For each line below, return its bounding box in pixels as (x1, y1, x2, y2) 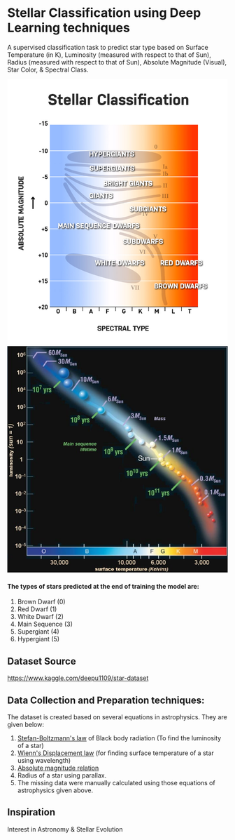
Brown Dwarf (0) (17, 598, 66, 606)
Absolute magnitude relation (17, 764, 99, 773)
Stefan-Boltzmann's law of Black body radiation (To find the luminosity (17, 734, 222, 742)
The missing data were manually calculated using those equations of (17, 779, 215, 787)
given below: (7, 721, 44, 729)
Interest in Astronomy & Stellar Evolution (7, 825, 124, 833)
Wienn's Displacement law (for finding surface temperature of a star (17, 749, 215, 757)
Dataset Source (7, 655, 76, 667)
